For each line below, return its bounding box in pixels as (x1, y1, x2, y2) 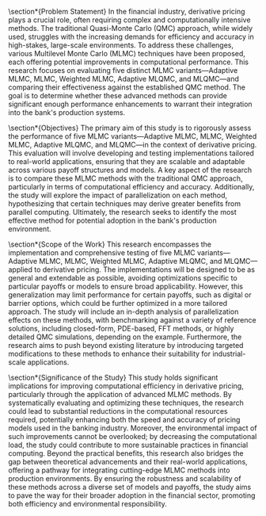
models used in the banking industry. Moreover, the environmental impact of (8, 423, 257, 433)
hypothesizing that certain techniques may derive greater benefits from (8, 199, 241, 208)
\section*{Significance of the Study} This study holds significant (8, 373, 218, 382)
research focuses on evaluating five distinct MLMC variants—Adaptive (8, 66, 238, 75)
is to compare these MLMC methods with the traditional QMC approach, (8, 174, 243, 183)
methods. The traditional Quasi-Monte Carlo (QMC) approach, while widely (8, 24, 253, 32)
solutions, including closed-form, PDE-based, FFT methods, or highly (8, 324, 234, 333)
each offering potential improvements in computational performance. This (8, 57, 249, 67)
